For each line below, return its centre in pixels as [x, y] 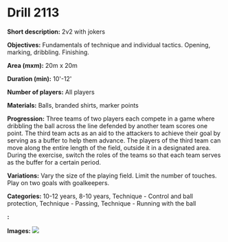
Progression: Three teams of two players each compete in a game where [111, 119]
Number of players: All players [51, 92]
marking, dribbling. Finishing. [48, 52]
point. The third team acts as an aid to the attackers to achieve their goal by [114, 133]
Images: [19, 230]
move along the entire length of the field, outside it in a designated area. [109, 147]
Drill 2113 [33, 13]
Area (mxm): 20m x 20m [42, 65]
